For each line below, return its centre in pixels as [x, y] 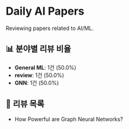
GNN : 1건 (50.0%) [37, 83]
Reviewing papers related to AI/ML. [50, 28]
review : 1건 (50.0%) [39, 75]
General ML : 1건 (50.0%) [45, 67]
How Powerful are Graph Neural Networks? [69, 119]
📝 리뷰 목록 [25, 104]
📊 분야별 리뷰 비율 [38, 49]
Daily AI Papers [45, 11]
